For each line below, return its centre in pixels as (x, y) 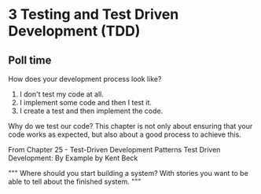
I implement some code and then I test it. (85, 102)
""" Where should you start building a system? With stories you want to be (129, 173)
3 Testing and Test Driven (94, 15)
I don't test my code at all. (61, 94)
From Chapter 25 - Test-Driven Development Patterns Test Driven (114, 150)
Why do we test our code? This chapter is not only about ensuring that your (130, 126)
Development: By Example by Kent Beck (73, 158)
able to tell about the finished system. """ (75, 181)
